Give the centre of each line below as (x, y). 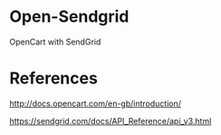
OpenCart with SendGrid (55, 42)
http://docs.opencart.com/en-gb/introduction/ (96, 103)
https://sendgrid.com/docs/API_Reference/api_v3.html (110, 121)
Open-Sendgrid (69, 17)
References (53, 78)
